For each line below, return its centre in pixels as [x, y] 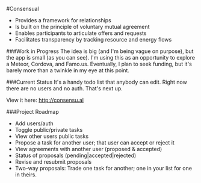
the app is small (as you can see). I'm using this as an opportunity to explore [101, 57]
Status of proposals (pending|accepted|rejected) [76, 155]
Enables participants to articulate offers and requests [81, 33]
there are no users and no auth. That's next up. [65, 88]
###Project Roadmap [32, 112]
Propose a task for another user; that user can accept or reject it [94, 143]
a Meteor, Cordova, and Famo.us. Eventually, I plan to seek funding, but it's [99, 64]
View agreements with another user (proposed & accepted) [88, 149]
